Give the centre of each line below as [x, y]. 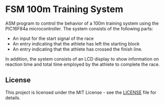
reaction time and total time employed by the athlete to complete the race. [82, 64]
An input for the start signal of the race [53, 38]
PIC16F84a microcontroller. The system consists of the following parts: [79, 28]
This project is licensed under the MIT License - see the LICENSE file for [81, 92]
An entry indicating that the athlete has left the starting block [76, 43]
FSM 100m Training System [64, 9]
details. [13, 97]
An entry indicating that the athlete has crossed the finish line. [77, 49]
